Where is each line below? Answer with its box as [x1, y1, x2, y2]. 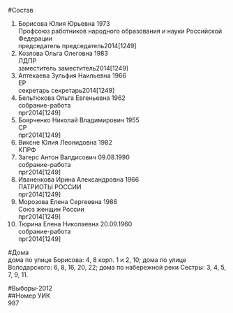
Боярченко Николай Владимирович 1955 [17, 116, 140, 124]
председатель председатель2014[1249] [17, 42, 137, 50]
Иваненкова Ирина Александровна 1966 [17, 175, 140, 184]
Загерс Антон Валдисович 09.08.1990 [17, 153, 130, 161]
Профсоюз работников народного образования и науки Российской [17, 27, 223, 35]
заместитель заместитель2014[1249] [17, 64, 128, 72]
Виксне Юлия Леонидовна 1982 [17, 138, 112, 146]
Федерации [17, 34, 53, 43]
